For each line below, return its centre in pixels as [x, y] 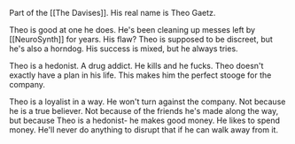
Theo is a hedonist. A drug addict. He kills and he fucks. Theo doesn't [136, 66]
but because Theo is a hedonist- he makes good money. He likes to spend [145, 120]
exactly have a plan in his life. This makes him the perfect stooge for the [140, 75]
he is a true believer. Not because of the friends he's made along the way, [144, 111]
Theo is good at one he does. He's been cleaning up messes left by [132, 30]
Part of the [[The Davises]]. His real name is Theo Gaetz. [113, 13]
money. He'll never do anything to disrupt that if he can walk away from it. [144, 130]
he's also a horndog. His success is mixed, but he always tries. [124, 49]
